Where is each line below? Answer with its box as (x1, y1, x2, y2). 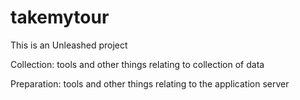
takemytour (10, 6, 110, 29)
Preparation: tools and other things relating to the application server (10, 77, 290, 90)
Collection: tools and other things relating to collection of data (10, 58, 265, 70)
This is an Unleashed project (10, 39, 128, 51)
